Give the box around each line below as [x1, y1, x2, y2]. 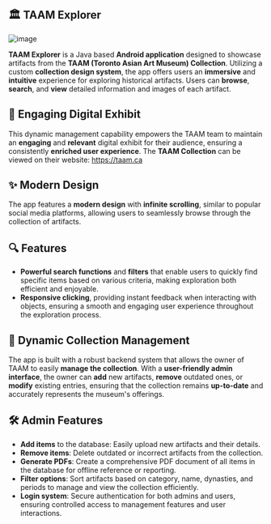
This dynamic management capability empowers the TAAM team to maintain [8, 129, 263, 138]
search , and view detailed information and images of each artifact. [8, 83, 232, 93]
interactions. [19, 508, 62, 518]
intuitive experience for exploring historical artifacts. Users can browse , [8, 75, 250, 85]
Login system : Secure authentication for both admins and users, [19, 491, 236, 501]
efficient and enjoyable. [19, 284, 99, 294]
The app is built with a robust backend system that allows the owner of [8, 355, 244, 364]
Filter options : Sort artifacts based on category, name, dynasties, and [19, 474, 253, 484]
